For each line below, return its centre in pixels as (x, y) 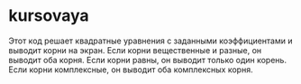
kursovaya (49, 16)
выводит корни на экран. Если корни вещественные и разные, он (135, 50)
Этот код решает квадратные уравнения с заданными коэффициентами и (150, 41)
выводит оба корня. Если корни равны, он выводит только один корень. (148, 60)
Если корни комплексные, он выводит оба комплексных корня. (131, 70)
